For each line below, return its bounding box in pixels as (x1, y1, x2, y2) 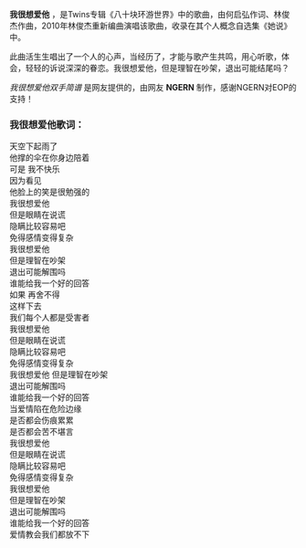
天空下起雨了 (9, 141, 58, 152)
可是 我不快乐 (9, 163, 60, 174)
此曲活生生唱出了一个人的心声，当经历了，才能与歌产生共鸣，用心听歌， (9, 51, 281, 62)
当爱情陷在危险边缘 (9, 404, 82, 415)
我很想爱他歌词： (9, 118, 85, 131)
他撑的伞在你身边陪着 (9, 153, 90, 163)
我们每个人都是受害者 (9, 312, 90, 323)
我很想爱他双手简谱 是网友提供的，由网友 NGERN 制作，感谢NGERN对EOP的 (9, 82, 297, 92)
